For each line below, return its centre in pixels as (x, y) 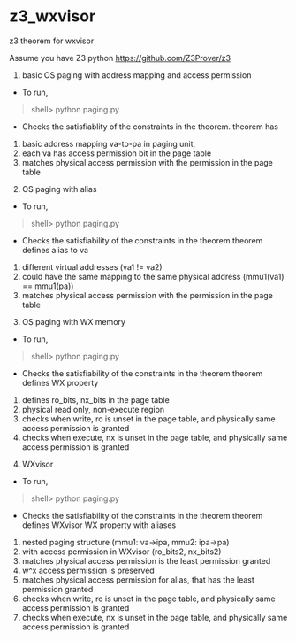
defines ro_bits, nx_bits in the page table (95, 399)
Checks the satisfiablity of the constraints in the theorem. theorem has (150, 127)
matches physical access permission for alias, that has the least (138, 579)
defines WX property (60, 382)
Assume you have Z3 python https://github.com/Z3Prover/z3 (120, 58)
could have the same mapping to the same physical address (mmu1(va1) (153, 276)
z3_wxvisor (53, 16)
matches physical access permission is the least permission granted (146, 560)
